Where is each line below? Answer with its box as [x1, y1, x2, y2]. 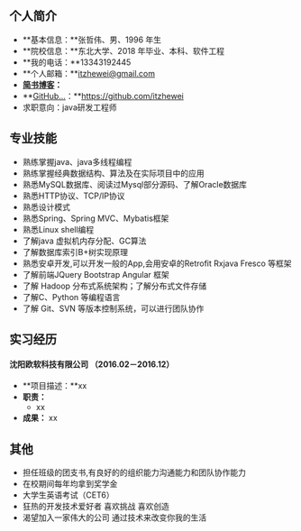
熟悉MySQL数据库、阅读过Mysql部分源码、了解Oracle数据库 [22, 179, 248, 189]
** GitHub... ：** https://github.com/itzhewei [22, 90, 185, 101]
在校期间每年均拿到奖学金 [22, 479, 118, 490]
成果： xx [22, 413, 59, 424]
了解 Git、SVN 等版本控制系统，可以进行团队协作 [22, 303, 205, 314]
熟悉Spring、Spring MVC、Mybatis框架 [22, 213, 169, 224]
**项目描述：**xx [22, 380, 87, 391]
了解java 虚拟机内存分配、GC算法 [22, 235, 147, 246]
